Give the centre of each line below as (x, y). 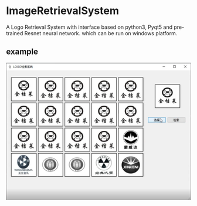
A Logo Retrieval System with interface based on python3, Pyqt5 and (89, 27)
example (22, 52)
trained (15, 33)
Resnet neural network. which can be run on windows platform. (101, 33)
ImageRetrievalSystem (62, 11)
